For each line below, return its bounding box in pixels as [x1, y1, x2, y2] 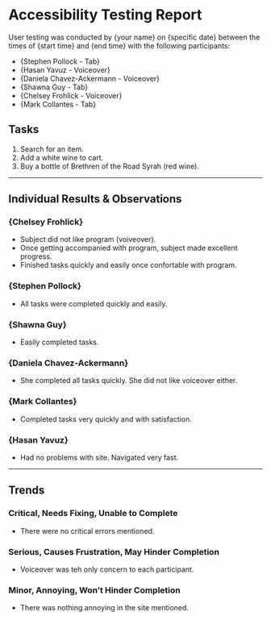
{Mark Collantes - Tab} [19, 99, 97, 109]
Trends [8, 484, 45, 497]
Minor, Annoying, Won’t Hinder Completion [8, 585, 181, 596]
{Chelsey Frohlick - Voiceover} [19, 90, 123, 100]
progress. [19, 252, 52, 261]
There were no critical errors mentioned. [19, 526, 155, 535]
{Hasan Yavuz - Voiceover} [19, 64, 110, 74]
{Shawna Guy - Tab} [19, 82, 89, 92]
